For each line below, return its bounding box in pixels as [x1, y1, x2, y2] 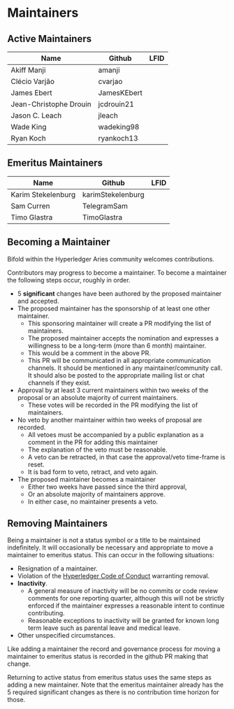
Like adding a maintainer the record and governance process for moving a [7, 645, 221, 653]
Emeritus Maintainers [7, 157, 103, 169]
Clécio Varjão [10, 77, 54, 86]
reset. [27, 460, 45, 468]
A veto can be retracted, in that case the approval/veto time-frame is [27, 452, 226, 461]
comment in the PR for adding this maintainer [27, 438, 159, 446]
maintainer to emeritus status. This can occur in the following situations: [7, 551, 214, 559]
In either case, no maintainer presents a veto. [27, 497, 159, 506]
